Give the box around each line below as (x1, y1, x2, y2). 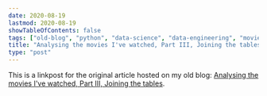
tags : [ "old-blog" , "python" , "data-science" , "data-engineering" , (8, 33, 237, 42)
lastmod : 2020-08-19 (8, 19, 77, 27)
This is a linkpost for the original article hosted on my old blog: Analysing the (8, 71, 259, 79)
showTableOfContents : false (8, 26, 102, 34)
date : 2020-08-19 (8, 11, 66, 20)
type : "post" (8, 48, 52, 56)
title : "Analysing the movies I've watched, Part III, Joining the (8, 41, 237, 49)
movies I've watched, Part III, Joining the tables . (8, 79, 165, 88)
